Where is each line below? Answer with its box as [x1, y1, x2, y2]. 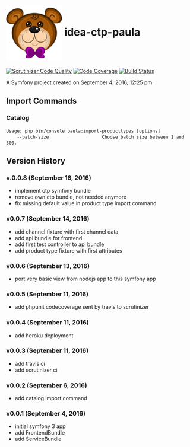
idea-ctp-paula [64, 25, 141, 39]
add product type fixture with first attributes [14, 247, 123, 254]
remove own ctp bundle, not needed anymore [14, 193, 126, 200]
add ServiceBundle [14, 435, 62, 443]
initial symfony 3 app [14, 423, 66, 430]
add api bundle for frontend [14, 234, 83, 241]
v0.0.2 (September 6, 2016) [6, 381, 87, 389]
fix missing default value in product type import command [14, 200, 157, 207]
